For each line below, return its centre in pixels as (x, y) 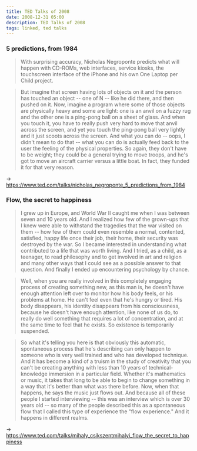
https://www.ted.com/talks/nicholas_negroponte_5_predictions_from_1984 (96, 185)
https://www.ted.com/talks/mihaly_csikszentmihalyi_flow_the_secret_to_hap (98, 435)
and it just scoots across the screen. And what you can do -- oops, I (103, 136)
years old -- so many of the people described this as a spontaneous (103, 405)
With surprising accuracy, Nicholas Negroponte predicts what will (100, 61)
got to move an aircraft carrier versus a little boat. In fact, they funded (105, 161)
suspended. (35, 331)
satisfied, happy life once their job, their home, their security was (99, 238)
